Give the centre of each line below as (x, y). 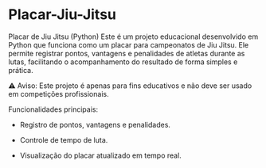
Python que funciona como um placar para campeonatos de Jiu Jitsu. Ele (129, 44)
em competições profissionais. (59, 94)
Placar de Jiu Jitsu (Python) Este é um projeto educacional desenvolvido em (133, 36)
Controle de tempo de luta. (64, 139)
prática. (21, 70)
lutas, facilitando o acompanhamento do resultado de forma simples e (123, 62)
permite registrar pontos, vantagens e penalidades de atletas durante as (127, 53)
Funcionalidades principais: (53, 109)
